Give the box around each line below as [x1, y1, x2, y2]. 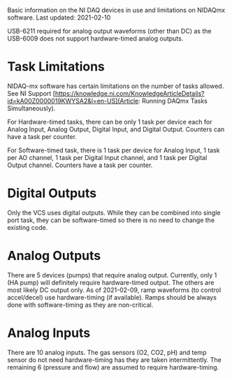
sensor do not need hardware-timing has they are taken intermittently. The [7, 356, 222, 364]
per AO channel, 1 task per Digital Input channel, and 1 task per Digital [7, 153, 208, 161]
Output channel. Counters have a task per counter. [7, 161, 153, 169]
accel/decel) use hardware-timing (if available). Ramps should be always [7, 293, 217, 301]
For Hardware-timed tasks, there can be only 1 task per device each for [7, 117, 212, 126]
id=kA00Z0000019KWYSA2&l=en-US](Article [7, 96, 139, 105]
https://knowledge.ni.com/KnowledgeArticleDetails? [55, 89, 205, 97]
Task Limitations [7, 59, 105, 75]
